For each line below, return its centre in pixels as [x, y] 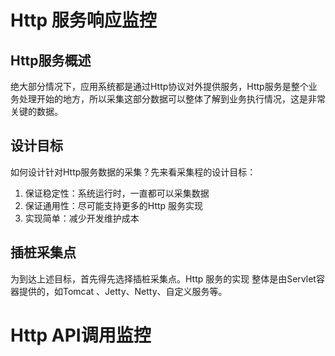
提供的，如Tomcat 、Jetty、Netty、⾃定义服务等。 [123, 291]
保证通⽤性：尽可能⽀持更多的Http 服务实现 [114, 205]
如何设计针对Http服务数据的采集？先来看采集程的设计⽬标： [133, 172]
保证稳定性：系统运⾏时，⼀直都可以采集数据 [117, 193]
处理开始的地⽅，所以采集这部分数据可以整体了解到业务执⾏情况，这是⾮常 [172, 99]
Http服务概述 [51, 60]
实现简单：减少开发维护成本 [82, 218]
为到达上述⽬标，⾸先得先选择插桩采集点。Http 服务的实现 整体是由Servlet [163, 278]
